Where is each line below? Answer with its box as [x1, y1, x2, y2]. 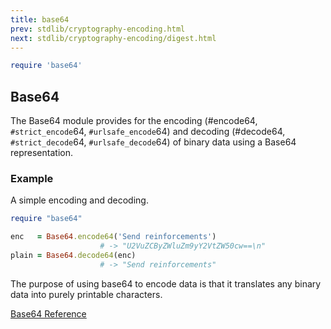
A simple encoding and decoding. [10, 194, 149, 206]
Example [10, 171, 54, 185]
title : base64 [10, 14, 70, 25]
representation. [10, 147, 73, 159]
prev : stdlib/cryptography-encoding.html [10, 24, 186, 34]
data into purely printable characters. [10, 288, 163, 300]
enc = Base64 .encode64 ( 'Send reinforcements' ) [10, 232, 217, 242]
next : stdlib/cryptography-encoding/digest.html [10, 33, 217, 43]
